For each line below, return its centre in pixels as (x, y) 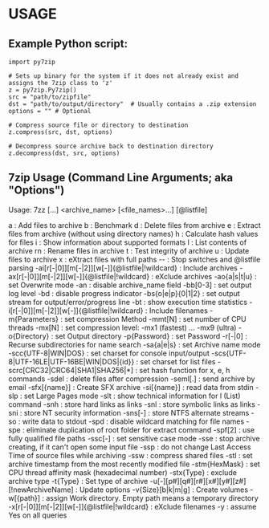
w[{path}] (24, 498)
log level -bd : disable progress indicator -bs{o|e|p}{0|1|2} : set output (124, 293)
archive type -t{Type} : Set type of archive (78, 481)
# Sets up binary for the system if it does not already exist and (124, 76)
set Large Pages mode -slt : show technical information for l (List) (132, 396)
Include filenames (179, 311)
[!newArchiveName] (41, 489)
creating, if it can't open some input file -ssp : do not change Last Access (130, 447)
